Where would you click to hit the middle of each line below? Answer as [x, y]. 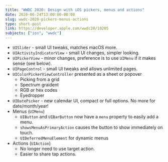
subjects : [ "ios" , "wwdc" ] [33, 33]
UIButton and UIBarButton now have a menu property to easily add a [89, 117]
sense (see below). [32, 63]
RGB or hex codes [39, 90]
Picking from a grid [40, 79]
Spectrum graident [39, 85]
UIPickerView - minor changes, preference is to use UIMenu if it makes [84, 58]
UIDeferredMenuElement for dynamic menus [64, 138]
